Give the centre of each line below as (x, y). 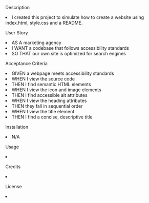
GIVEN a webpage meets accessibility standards (63, 73)
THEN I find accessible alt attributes (50, 95)
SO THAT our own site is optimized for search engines (69, 54)
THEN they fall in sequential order (47, 106)
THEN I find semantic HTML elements (51, 84)
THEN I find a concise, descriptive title (52, 117)
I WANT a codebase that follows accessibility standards (71, 48)
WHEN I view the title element (43, 111)
